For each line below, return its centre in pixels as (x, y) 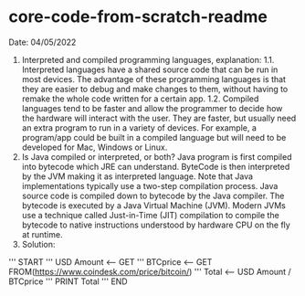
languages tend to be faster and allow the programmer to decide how (152, 108)
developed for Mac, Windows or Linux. (95, 147)
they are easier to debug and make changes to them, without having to (155, 89)
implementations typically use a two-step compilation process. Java (150, 185)
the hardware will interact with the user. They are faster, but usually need (159, 118)
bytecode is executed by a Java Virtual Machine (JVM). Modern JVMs (154, 205)
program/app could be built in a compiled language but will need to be (154, 137)
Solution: (38, 244)
